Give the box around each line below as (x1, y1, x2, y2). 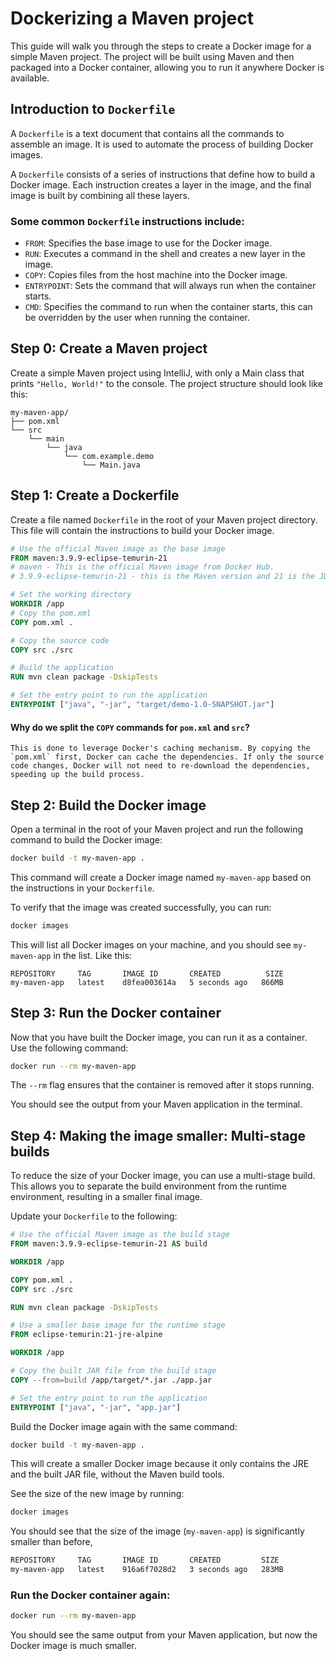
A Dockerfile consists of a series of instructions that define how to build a (10, 168, 316, 180)
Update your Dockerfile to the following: (10, 1210, 178, 1222)
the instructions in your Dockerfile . (10, 882, 155, 894)
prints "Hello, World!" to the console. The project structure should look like (10, 377, 323, 389)
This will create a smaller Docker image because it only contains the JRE (10, 1458, 310, 1470)
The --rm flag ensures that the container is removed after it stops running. (10, 1079, 315, 1091)
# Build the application (10, 663, 114, 673)
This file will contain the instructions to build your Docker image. (10, 524, 275, 536)
